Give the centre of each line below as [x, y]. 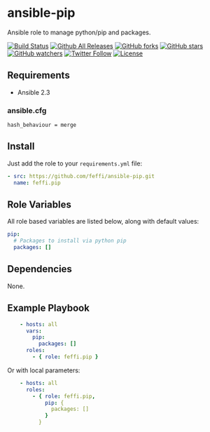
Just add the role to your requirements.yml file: [75, 163]
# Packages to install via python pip [70, 241]
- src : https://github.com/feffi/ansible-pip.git [81, 176]
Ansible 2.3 [34, 92]
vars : [34, 331]
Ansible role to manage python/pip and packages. [79, 32]
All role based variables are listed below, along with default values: [103, 222]
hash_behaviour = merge [42, 125]
